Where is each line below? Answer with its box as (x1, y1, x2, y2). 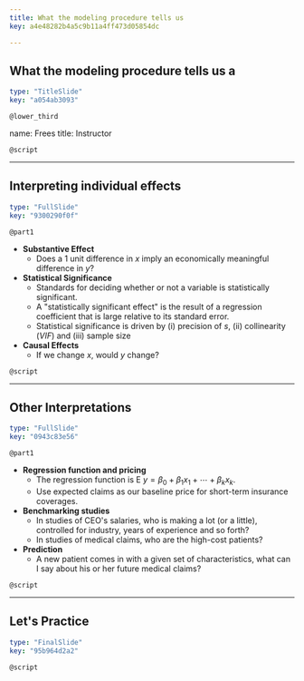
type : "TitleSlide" (9, 87, 83, 96)
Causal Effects (22, 339, 80, 350)
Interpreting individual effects (9, 179, 182, 194)
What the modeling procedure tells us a (9, 63, 236, 78)
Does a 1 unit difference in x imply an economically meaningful (35, 253, 270, 264)
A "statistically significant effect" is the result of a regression (35, 301, 262, 312)
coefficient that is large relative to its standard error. (35, 310, 230, 322)
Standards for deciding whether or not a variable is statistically (35, 282, 270, 293)
